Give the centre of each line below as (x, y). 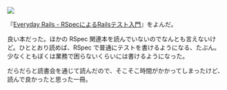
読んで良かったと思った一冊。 (49, 79)
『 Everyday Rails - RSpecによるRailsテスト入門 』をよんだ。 (92, 24)
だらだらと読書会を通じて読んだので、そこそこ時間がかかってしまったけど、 (116, 71)
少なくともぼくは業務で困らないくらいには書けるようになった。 (98, 56)
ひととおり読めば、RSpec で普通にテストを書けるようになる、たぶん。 (120, 47)
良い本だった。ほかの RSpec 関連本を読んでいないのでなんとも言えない (109, 39)
